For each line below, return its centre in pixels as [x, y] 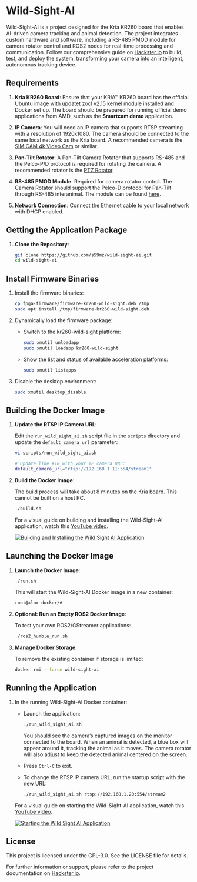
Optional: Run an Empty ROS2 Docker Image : [70, 614]
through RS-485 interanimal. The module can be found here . [88, 194]
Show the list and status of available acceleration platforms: [96, 359]
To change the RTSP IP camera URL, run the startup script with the [104, 777]
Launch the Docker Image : [47, 570]
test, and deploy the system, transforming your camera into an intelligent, [95, 58]
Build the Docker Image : [44, 480]
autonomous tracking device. [41, 64]
